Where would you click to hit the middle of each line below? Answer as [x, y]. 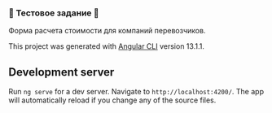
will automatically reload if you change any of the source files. [112, 100]
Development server [61, 72]
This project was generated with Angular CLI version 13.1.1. [107, 46]
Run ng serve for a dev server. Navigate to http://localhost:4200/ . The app [136, 92]
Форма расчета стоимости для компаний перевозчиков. [107, 31]
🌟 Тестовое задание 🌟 [54, 13]
